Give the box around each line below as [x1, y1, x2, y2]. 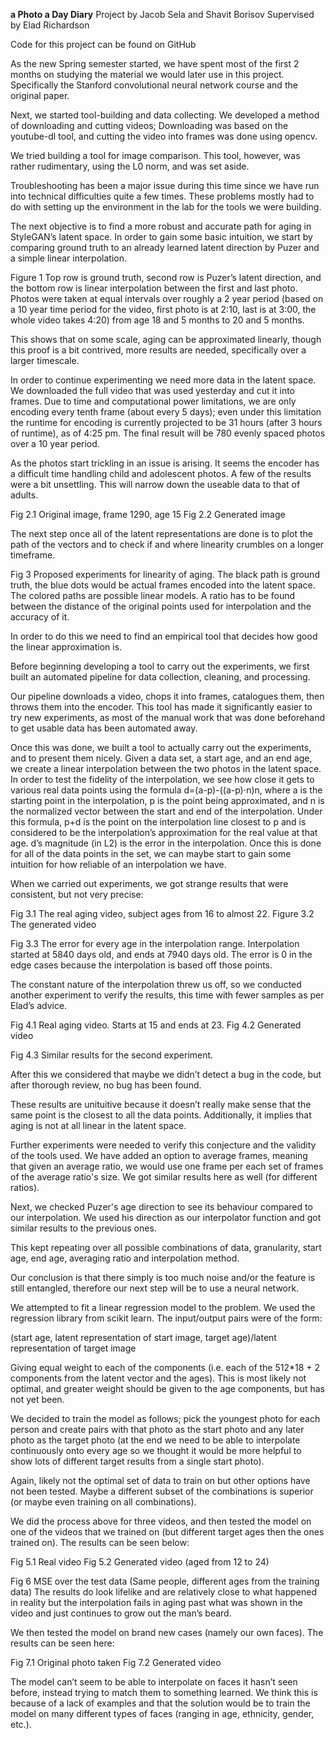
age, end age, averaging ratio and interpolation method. [10, 1252, 240, 1264]
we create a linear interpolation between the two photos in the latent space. [10, 763, 322, 774]
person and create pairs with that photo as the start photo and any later [10, 1424, 305, 1435]
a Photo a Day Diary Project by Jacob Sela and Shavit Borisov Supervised [10, 9, 315, 20]
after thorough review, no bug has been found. [10, 1079, 202, 1091]
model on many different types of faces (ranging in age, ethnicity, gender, [10, 1708, 315, 1719]
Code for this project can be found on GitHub [10, 39, 197, 50]
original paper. [10, 90, 70, 101]
